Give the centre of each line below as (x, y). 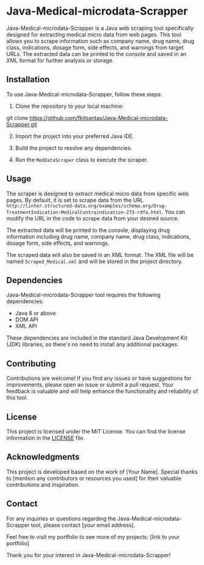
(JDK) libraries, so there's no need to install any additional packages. (93, 345)
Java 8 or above (35, 313)
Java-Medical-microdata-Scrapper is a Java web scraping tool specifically (100, 28)
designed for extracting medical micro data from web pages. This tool (94, 34)
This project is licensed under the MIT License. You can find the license (96, 431)
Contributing (31, 363)
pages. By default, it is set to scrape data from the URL (75, 200)
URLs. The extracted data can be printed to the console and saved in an (97, 54)
